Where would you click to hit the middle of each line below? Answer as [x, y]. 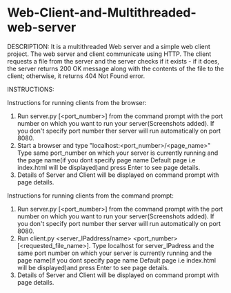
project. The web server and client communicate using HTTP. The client [109, 54]
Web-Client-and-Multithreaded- [102, 13]
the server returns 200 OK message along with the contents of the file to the [115, 68]
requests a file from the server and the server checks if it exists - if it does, [113, 61]
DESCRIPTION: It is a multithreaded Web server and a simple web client [109, 46]
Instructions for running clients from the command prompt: [90, 196]
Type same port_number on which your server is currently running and [118, 153]
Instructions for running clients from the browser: [77, 102]
